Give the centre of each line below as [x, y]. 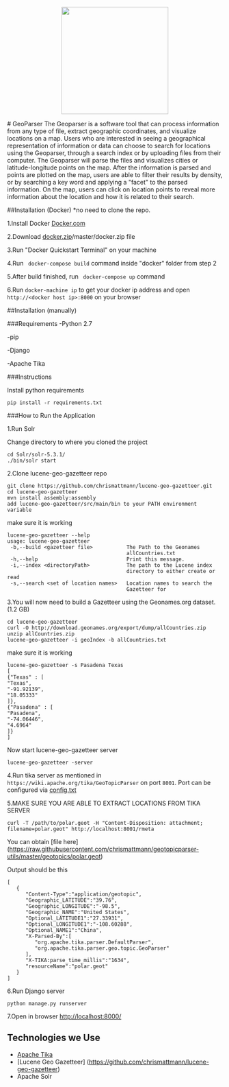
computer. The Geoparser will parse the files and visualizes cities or [103, 160]
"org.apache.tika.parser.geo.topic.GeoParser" [102, 948]
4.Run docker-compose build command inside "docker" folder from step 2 [112, 263]
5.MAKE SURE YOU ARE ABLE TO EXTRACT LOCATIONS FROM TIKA [104, 803]
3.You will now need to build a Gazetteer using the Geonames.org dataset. [111, 602]
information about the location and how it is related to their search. [101, 197]
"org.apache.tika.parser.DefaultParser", [94, 942]
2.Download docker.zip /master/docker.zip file [71, 236]
